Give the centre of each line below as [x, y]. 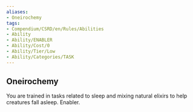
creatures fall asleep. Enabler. [43, 102]
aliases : [17, 12]
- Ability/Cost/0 [28, 46]
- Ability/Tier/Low [31, 51]
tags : [13, 23]
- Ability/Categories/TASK [40, 57]
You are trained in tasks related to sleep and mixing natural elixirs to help [97, 96]
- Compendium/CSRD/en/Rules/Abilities [55, 29]
